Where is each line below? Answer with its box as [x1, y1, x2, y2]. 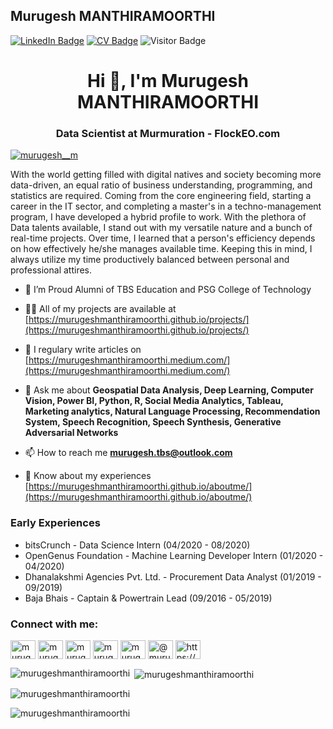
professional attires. [10, 264, 92, 276]
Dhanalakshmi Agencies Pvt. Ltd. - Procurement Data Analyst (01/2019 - [24, 570, 322, 583]
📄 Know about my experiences [24, 470, 152, 482]
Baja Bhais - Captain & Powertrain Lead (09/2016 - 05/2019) [24, 592, 273, 604]
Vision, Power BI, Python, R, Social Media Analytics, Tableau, [24, 395, 284, 407]
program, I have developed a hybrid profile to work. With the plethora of [10, 211, 307, 223]
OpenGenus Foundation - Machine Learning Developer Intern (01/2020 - [24, 549, 324, 561]
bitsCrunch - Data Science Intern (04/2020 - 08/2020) [24, 539, 251, 551]
